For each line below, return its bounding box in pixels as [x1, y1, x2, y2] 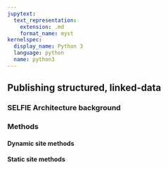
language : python [13, 50, 65, 57]
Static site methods [7, 155, 65, 163]
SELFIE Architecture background [7, 103, 121, 113]
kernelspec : [7, 36, 42, 43]
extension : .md [20, 23, 65, 30]
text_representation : [13, 17, 77, 24]
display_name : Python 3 [13, 43, 83, 50]
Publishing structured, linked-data [7, 82, 162, 94]
